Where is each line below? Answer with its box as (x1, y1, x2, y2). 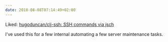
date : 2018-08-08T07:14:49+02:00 (5, 7, 76, 13)
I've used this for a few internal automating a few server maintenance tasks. (5, 31, 163, 37)
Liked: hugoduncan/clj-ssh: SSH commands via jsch (5, 21, 114, 27)
